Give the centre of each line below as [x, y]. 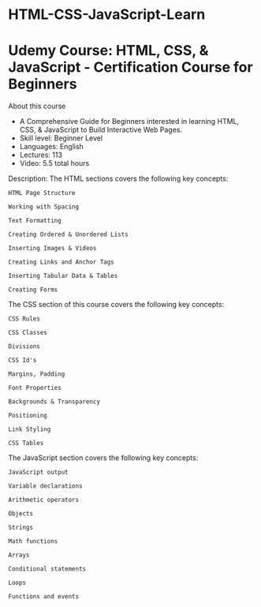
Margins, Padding [37, 374]
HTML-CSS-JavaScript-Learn [107, 15]
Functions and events [44, 597]
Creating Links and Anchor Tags [61, 262]
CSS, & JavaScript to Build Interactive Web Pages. [101, 130]
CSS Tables [26, 444]
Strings [21, 528]
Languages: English [52, 147]
